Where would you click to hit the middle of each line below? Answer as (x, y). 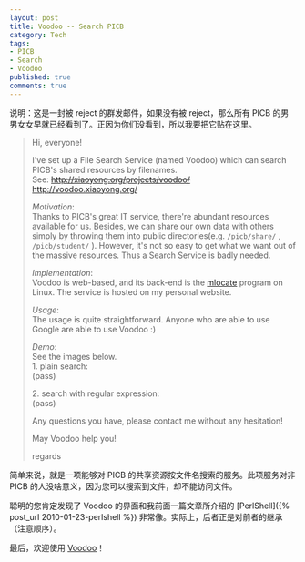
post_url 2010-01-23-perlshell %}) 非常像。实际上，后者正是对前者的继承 (146, 516)
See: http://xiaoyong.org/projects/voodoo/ (111, 179)
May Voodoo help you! (74, 438)
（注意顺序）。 (36, 528)
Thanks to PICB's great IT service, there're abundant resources (150, 216)
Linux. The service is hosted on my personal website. (132, 291)
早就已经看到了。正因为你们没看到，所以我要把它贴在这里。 (145, 124)
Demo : (44, 346)
